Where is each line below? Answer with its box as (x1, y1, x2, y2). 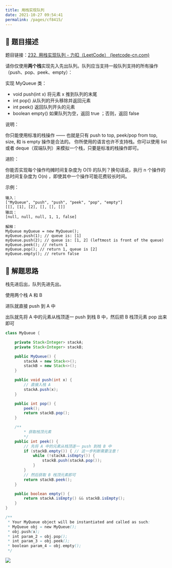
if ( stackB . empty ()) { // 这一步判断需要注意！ (24, 448, 120, 453)
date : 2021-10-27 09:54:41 (5, 12, 63, 17)
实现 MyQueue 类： (5, 80, 47, 86)
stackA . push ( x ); (24, 387, 59, 392)
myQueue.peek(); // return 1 (5, 242, 68, 248)
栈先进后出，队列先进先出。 (5, 281, 64, 287)
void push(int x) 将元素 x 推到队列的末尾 (12, 91, 98, 98)
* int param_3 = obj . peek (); (7, 539, 70, 544)
